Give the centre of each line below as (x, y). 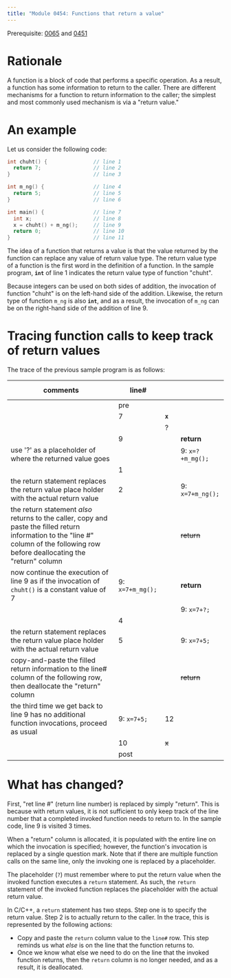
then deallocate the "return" (56, 686)
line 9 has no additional (48, 715)
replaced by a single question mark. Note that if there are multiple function (112, 854)
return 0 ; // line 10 (69, 232)
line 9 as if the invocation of (55, 581)
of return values (54, 350)
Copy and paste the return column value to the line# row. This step (113, 938)
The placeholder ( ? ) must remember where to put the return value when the (114, 875)
